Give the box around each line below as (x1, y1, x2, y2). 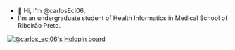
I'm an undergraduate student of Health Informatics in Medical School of (17, 14, 228, 22)
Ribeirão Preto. (17, 22, 61, 29)
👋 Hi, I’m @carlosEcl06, (17, 7, 86, 15)
